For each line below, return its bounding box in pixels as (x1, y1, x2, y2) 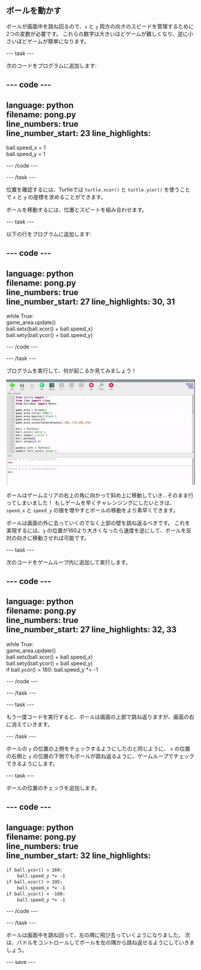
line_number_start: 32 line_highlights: (6, 850, 151, 860)
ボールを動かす (6, 5, 62, 16)
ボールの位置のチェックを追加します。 (6, 784, 100, 792)
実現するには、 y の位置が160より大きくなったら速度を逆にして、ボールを (6, 526, 187, 534)
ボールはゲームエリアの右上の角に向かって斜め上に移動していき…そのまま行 (6, 492, 194, 499)
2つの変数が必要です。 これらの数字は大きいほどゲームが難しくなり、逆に (6, 30, 188, 37)
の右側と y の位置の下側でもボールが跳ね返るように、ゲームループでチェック (6, 752, 195, 759)
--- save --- (6, 959, 36, 966)
